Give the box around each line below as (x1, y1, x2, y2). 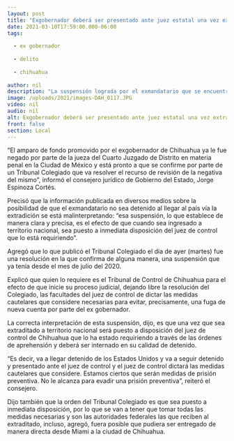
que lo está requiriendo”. (7, 234, 78, 242)
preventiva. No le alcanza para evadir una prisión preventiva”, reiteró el (7, 377, 210, 385)
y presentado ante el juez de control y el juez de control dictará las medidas (7, 362, 225, 371)
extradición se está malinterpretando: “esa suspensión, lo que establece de (7, 211, 224, 220)
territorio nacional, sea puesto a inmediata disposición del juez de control (7, 226, 218, 234)
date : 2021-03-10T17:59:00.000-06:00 (7, 23, 117, 30)
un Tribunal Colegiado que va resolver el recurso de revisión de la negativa (7, 168, 223, 177)
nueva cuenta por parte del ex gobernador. (7, 305, 131, 314)
